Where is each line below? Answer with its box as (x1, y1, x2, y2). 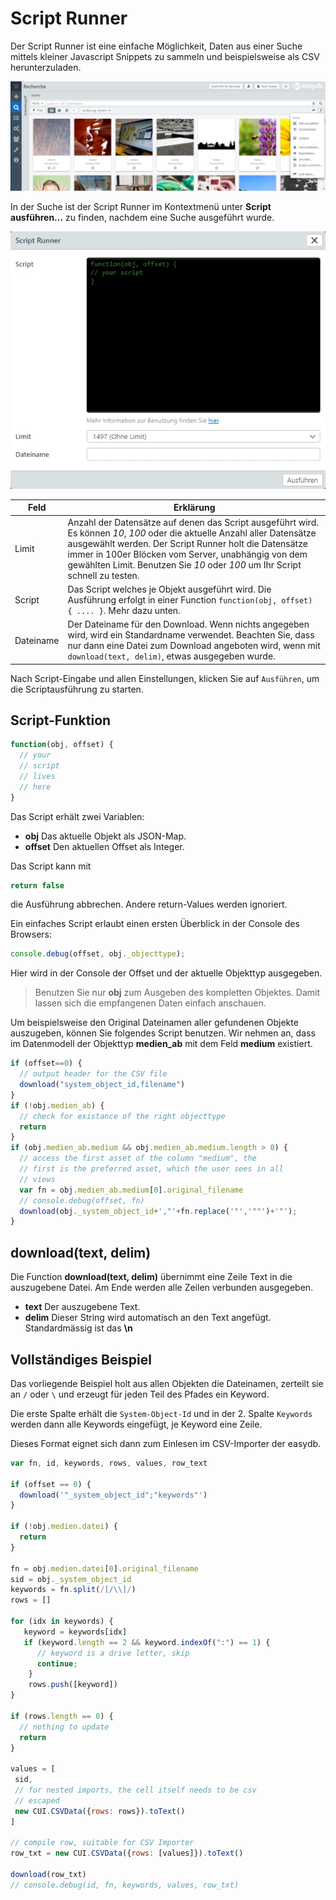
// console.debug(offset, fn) (19, 1195, 145, 1206)
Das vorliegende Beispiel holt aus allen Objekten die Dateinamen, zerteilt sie (10, 1377, 324, 1389)
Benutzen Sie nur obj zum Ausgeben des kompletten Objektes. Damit (34, 987, 321, 999)
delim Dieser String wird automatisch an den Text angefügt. (24, 1312, 272, 1324)
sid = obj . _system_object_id (10, 1574, 132, 1584)
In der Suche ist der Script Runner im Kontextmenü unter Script (10, 201, 272, 213)
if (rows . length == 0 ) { (10, 1711, 114, 1721)
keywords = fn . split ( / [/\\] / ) (10, 1585, 137, 1595)
